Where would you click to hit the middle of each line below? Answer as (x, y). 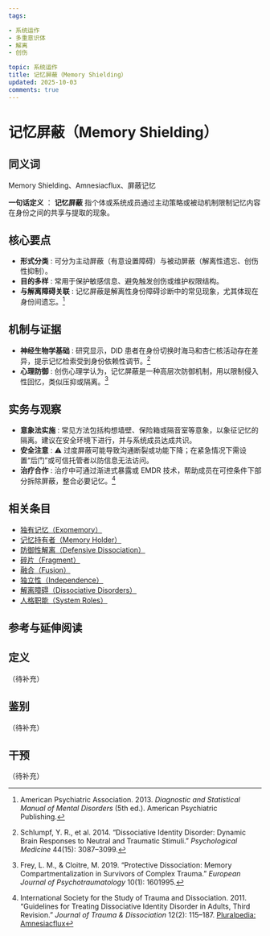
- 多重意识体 (27, 38)
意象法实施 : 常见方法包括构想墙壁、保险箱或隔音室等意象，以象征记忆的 (139, 430)
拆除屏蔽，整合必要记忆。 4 (72, 480)
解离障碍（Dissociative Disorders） (78, 590)
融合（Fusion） (45, 569)
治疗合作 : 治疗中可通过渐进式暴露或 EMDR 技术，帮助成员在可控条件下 (137, 470)
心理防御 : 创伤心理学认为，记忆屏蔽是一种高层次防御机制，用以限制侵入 (139, 371)
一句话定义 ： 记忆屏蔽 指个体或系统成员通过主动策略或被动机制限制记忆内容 (135, 202)
